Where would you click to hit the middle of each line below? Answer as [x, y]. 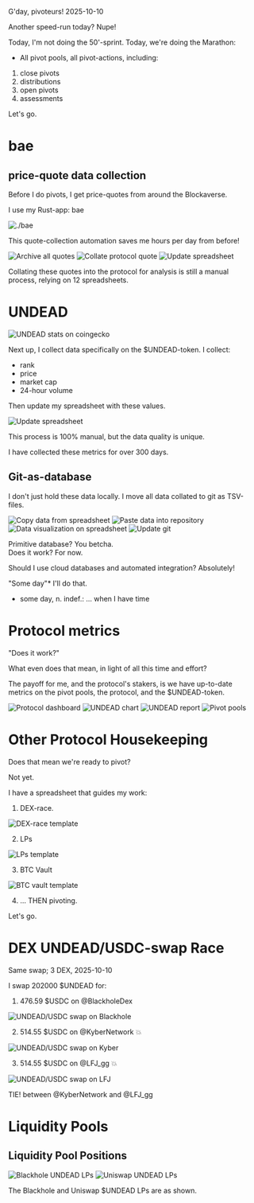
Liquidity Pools [58, 1126]
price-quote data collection [77, 175]
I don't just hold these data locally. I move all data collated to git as [117, 496]
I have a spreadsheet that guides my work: [78, 792]
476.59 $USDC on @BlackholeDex [76, 1001]
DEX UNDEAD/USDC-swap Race [116, 948]
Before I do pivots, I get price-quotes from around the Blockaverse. [118, 195]
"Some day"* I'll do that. [48, 583]
